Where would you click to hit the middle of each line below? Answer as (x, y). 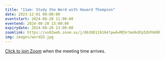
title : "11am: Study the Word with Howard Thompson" (60, 10)
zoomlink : (15, 32)
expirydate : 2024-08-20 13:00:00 (39, 28)
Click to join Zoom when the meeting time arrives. (55, 51)
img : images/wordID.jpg (29, 37)
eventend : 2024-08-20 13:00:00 (37, 23)
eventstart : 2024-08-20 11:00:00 (39, 19)
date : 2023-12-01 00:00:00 (33, 14)
